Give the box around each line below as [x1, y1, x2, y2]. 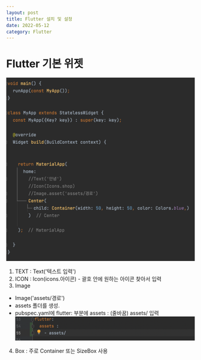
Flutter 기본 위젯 [6, 57, 84, 71]
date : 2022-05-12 [6, 22, 50, 28]
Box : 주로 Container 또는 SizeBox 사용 [14, 347, 108, 354]
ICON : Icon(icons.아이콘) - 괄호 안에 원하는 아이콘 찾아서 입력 [14, 275, 162, 283]
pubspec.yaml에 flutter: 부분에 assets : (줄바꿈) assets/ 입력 [14, 310, 160, 317]
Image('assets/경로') [14, 295, 65, 302]
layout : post [6, 10, 39, 16]
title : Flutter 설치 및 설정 [6, 16, 73, 22]
